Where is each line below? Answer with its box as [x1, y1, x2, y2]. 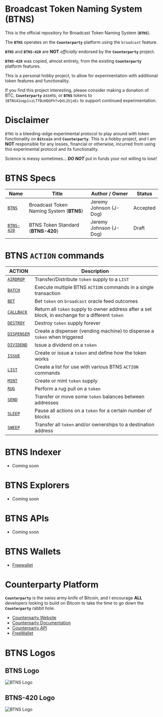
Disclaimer [5, 115, 49, 126]
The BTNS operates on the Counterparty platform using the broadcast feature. [5, 39, 158, 45]
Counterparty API [12, 625, 48, 631]
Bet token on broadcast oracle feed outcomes [34, 297, 138, 304]
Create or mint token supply [34, 377, 98, 384]
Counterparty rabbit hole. [5, 605, 55, 611]
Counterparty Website [12, 615, 57, 621]
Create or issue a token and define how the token [34, 349, 147, 356]
